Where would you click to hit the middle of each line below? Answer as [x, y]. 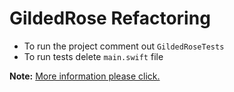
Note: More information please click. [85, 76]
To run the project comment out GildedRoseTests [124, 46]
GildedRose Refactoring [110, 18]
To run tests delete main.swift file [93, 56]
